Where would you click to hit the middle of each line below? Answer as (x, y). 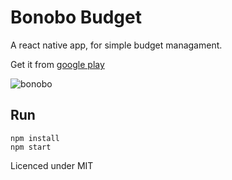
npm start (31, 147)
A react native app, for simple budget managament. (116, 45)
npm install (35, 138)
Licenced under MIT (52, 165)
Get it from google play (57, 64)
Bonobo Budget (76, 17)
